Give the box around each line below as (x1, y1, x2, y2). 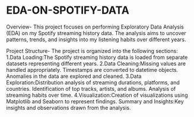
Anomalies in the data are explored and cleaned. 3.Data (6, 72, 142, 80)
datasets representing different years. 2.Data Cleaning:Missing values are (6, 60, 186, 67)
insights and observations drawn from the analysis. (6, 104, 132, 111)
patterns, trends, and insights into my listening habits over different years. (6, 36, 187, 43)
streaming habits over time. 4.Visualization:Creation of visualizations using (6, 91, 188, 99)
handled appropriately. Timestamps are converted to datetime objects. (6, 66, 179, 73)
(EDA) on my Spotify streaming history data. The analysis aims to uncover (6, 29, 187, 36)
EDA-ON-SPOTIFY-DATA (6, 4, 129, 17)
